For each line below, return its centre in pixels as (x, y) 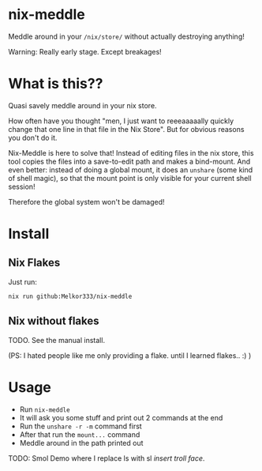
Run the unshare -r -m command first (80, 426)
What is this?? (56, 84)
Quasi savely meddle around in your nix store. (82, 105)
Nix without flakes (54, 321)
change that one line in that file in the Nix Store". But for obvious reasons (126, 129)
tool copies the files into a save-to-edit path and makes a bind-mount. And (129, 161)
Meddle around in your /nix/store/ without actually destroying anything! (126, 36)
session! (22, 187)
